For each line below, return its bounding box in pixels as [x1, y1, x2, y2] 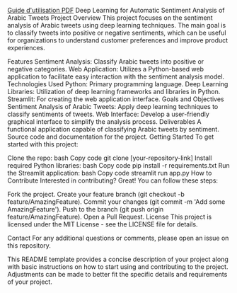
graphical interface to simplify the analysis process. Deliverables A [7, 117, 202, 126]
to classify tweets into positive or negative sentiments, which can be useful [7, 28, 226, 37]
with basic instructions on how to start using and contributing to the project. [7, 263, 229, 271]
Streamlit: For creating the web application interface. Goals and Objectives [7, 95, 224, 103]
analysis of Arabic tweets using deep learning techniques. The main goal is [7, 21, 226, 29]
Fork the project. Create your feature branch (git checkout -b [7, 190, 185, 198]
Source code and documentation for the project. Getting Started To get [7, 132, 214, 141]
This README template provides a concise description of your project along [7, 255, 229, 263]
